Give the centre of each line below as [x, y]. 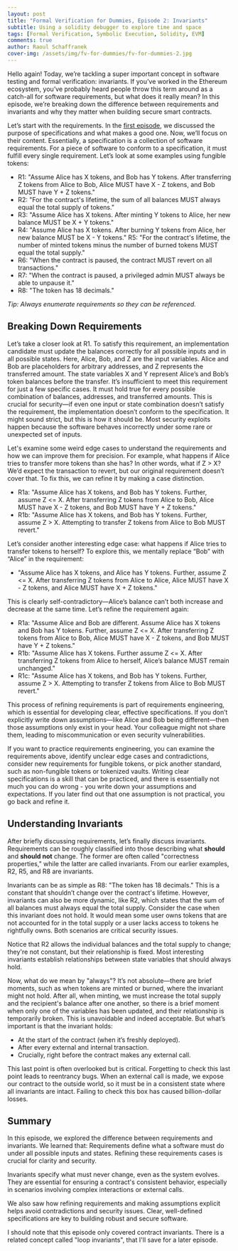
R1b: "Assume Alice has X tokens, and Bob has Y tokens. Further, [112, 515]
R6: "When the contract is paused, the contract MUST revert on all [115, 260]
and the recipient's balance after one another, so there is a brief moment [113, 1003]
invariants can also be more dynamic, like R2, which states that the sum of [116, 900]
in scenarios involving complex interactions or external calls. [96, 1190]
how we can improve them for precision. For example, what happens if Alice [118, 455]
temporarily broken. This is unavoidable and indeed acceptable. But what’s [117, 1018]
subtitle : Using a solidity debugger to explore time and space [104, 27]
